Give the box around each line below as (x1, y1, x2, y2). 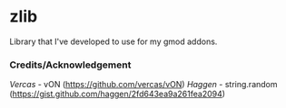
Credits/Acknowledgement (9, 58, 132, 71)
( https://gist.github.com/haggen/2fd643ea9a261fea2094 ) (9, 88, 225, 100)
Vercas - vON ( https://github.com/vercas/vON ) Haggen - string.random (9, 79, 278, 90)
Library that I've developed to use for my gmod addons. (9, 36, 218, 47)
